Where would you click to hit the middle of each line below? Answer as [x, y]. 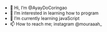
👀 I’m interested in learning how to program [54, 13]
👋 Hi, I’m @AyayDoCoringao [38, 8]
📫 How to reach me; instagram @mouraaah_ [56, 24]
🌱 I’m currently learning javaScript [45, 18]
